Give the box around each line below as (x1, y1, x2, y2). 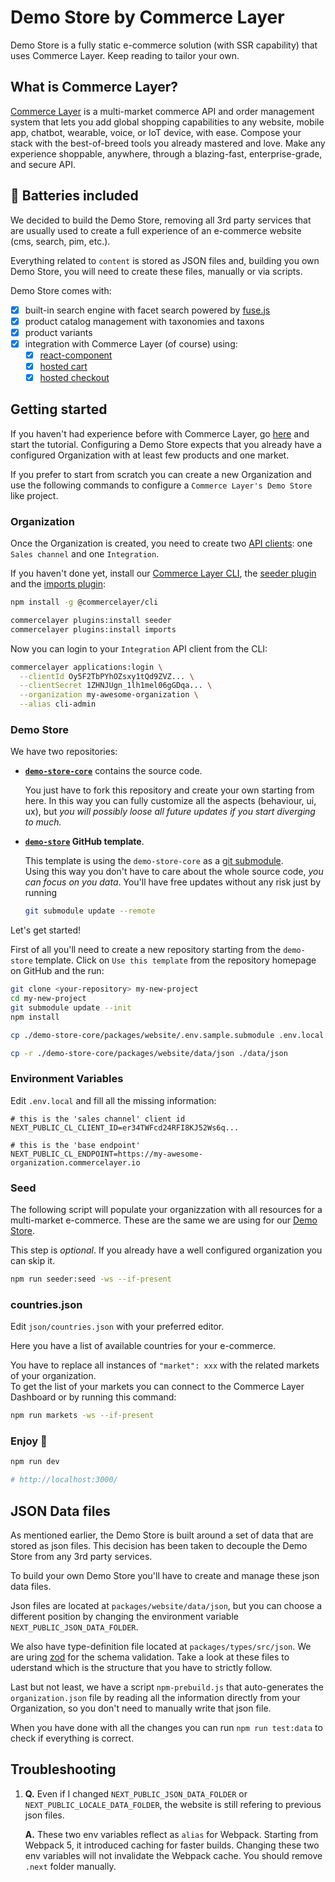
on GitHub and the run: (10, 965, 105, 977)
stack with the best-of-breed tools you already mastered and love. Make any (10, 137, 326, 149)
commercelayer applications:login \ (10, 662, 163, 672)
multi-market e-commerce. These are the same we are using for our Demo (10, 1214, 318, 1226)
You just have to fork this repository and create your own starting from (24, 784, 315, 796)
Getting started (10, 401, 108, 418)
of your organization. (10, 1370, 97, 1382)
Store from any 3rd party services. (10, 1551, 153, 1563)
